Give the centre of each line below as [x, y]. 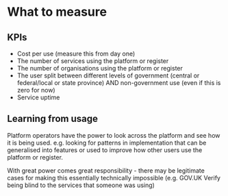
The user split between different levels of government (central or [108, 75]
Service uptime [38, 97]
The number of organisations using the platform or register [100, 68]
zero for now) [36, 90]
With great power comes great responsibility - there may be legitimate [106, 170]
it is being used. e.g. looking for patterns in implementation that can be [107, 143]
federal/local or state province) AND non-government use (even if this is [119, 83]
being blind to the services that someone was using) [81, 185]
